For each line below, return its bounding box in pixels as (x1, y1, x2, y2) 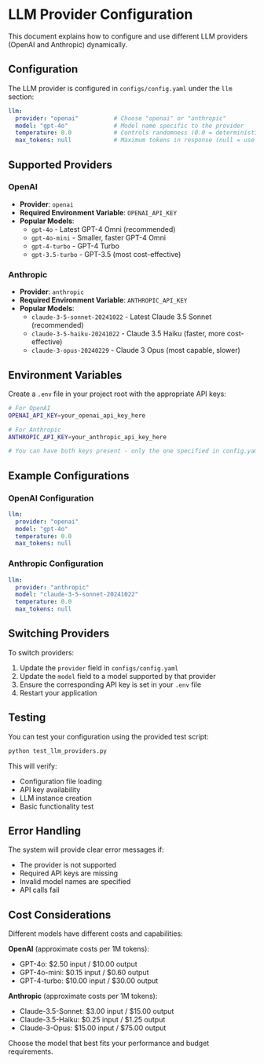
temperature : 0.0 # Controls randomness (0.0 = (15, 129, 213, 137)
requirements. (8, 1047, 53, 1056)
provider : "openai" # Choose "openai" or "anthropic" (15, 114, 226, 123)
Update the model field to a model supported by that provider (19, 671, 216, 681)
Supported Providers (8, 158, 112, 171)
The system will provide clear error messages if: (8, 845, 164, 854)
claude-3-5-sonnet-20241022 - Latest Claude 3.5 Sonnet (31, 312, 212, 321)
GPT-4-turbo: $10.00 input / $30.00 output (19, 976, 159, 985)
